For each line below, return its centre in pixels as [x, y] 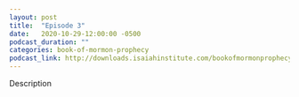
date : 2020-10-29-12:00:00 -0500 [75, 34]
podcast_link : [36, 58]
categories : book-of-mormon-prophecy [79, 50]
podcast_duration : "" [49, 42]
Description [30, 83]
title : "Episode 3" [48, 26]
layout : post [33, 17]
